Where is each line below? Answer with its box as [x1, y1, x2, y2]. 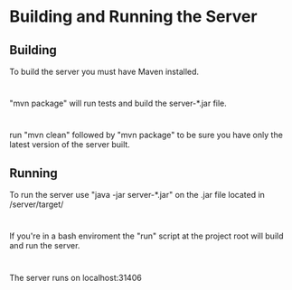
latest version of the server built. [9, 139, 131, 150]
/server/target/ [9, 199, 64, 210]
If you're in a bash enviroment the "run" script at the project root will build [9, 230, 284, 241]
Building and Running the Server [9, 6, 258, 27]
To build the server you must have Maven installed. [9, 66, 200, 77]
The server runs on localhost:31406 [9, 272, 142, 283]
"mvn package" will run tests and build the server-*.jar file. [9, 98, 228, 109]
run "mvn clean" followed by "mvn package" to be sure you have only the [9, 129, 283, 141]
